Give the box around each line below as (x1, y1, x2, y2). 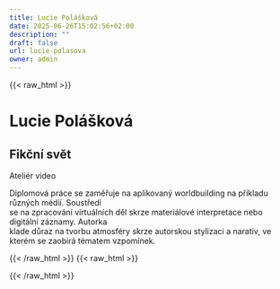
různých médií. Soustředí (9, 197, 101, 207)
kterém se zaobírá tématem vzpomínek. (9, 235, 156, 246)
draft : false (9, 38, 58, 48)
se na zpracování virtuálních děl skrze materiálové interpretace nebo (9, 207, 263, 217)
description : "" (9, 30, 70, 39)
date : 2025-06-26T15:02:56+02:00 (9, 22, 135, 31)
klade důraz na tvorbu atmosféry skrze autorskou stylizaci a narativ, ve (9, 226, 272, 236)
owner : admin (9, 55, 58, 64)
